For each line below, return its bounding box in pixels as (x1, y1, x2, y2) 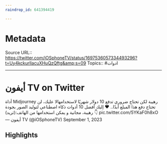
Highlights (5, 131, 38, 139)
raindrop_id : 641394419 (5, 7, 55, 12)
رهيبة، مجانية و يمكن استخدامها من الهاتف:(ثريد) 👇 (5, 109, 98, 115)
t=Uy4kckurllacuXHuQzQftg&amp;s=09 (5, 60, 86, 66)
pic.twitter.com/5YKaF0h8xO (98, 109, 159, 115)
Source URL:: (5, 49, 32, 55)
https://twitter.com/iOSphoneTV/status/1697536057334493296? (5, 55, 138, 61)
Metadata (5, 33, 46, 44)
